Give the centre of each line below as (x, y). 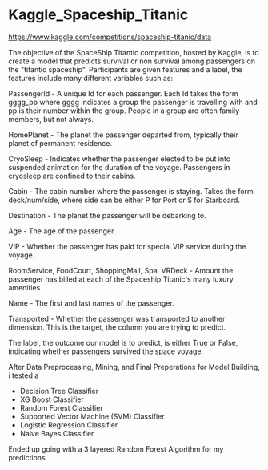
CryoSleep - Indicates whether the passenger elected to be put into (120, 159)
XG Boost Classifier (52, 399)
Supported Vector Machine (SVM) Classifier (92, 416)
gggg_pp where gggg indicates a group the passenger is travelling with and (133, 102)
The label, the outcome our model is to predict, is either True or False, (123, 342)
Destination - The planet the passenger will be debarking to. (107, 215)
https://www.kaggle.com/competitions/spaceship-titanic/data (110, 37)
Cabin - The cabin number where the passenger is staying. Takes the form (131, 191)
